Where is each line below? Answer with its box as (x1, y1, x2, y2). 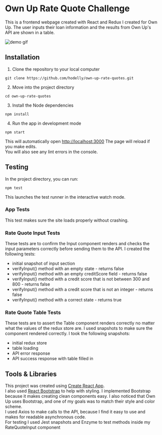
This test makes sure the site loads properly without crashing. (5, 217, 129, 223)
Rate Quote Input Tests (5, 229, 60, 236)
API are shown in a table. (5, 29, 55, 35)
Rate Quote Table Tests (5, 309, 61, 316)
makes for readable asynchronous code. (5, 414, 86, 420)
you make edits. (5, 143, 37, 149)
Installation (5, 53, 40, 62)
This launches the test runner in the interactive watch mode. (5, 194, 126, 200)
